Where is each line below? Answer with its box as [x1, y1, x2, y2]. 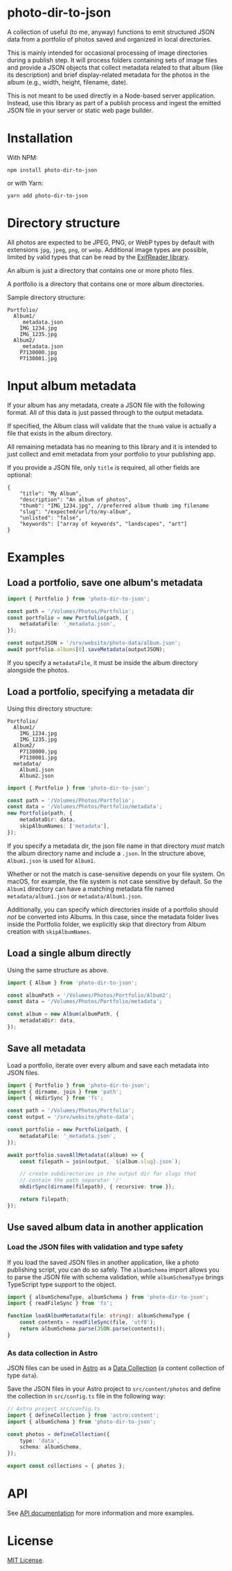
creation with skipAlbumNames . [7, 927, 91, 936]
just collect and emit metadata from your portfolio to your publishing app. [7, 450, 216, 458]
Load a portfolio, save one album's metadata [7, 577, 203, 589]
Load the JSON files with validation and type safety [7, 1242, 184, 1252]
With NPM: [7, 153, 38, 161]
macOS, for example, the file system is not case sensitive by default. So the [7, 877, 223, 885]
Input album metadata [7, 378, 136, 393]
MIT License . [7, 1556, 44, 1564]
